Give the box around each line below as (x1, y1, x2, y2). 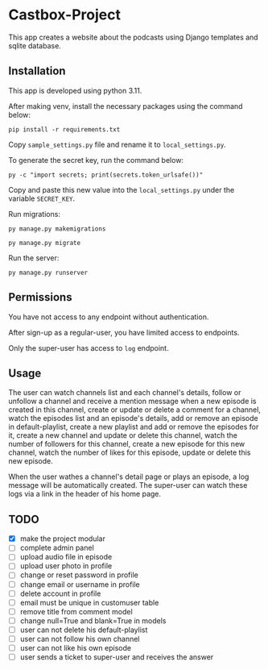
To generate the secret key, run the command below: (8, 155, 183, 164)
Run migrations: (8, 209, 60, 218)
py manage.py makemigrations (8, 224, 106, 233)
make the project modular (19, 534, 106, 543)
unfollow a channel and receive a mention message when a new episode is (8, 397, 257, 406)
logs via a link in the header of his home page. (8, 489, 162, 499)
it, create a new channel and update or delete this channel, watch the (8, 431, 237, 440)
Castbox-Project (8, 6, 121, 24)
